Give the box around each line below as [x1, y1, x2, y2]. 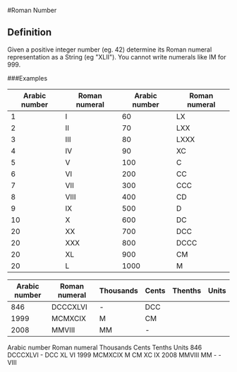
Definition [7, 26, 51, 38]
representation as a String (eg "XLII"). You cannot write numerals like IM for [7, 52, 226, 61]
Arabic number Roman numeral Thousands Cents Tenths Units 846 [7, 343, 202, 351]
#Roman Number [7, 6, 57, 14]
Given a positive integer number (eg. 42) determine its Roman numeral [7, 45, 212, 54]
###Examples [7, 74, 48, 82]
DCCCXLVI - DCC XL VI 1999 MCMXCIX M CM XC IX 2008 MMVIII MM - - [7, 350, 221, 359]
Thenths [172, 286, 202, 296]
